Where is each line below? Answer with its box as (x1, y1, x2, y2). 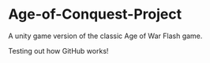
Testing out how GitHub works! (8, 46, 109, 55)
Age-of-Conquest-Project (8, 5, 182, 23)
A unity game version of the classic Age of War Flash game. (8, 31, 203, 40)
